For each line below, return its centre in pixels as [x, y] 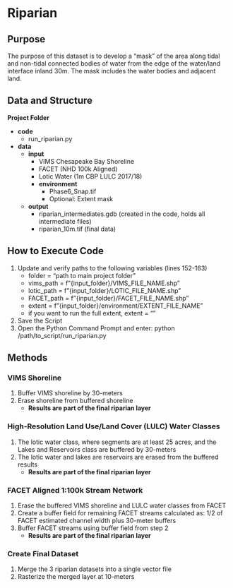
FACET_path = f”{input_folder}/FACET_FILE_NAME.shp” [108, 298]
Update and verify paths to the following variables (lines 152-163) [112, 268]
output [38, 206]
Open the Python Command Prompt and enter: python [96, 328]
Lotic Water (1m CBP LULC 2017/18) [90, 176]
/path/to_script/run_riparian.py [62, 335]
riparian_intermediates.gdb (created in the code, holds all [122, 214]
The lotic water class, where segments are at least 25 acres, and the [117, 442]
